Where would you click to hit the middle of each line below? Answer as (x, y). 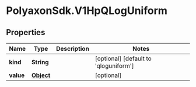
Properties (26, 32)
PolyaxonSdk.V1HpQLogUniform (87, 11)
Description (73, 49)
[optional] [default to (123, 58)
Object (41, 75)
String (40, 62)
